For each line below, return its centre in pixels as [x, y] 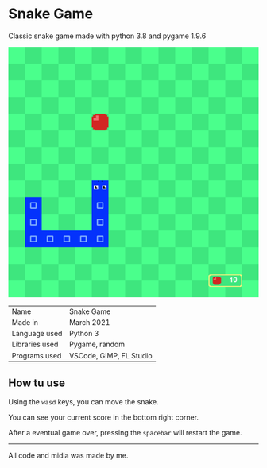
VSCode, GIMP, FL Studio [110, 355]
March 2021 [89, 322]
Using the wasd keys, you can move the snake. [83, 402]
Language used [37, 334]
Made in [25, 322]
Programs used [37, 355]
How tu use [37, 383]
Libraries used [35, 344]
